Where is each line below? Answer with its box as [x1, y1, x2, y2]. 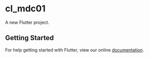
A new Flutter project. [5, 19, 50, 25]
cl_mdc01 [5, 3, 46, 14]
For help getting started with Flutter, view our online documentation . [5, 47, 144, 53]
